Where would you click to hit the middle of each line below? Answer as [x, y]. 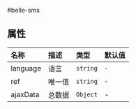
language [26, 68]
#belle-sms [24, 10]
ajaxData [25, 94]
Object [86, 94]
